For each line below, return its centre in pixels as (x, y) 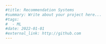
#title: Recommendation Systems (40, 10)
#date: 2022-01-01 (25, 29)
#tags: (12, 19)
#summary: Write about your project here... (54, 15)
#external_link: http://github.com (43, 33)
